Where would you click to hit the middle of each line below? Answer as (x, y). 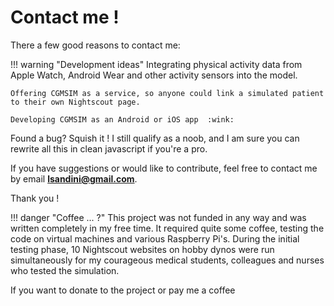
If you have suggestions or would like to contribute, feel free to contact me (164, 168)
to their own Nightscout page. (75, 102)
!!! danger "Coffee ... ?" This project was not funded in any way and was (158, 217)
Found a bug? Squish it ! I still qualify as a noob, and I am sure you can (155, 138)
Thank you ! (35, 198)
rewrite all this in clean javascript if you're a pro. (109, 148)
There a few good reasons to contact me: (95, 45)
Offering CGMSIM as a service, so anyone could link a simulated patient (167, 93)
